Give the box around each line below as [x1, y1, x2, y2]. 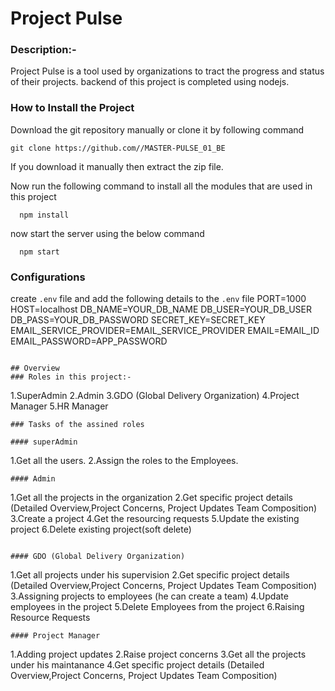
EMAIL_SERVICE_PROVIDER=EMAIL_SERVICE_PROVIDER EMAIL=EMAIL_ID [10, 325, 320, 337]
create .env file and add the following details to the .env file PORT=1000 [10, 293, 307, 305]
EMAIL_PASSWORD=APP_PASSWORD [10, 335, 168, 347]
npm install [19, 210, 70, 220]
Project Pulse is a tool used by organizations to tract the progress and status [10, 65, 325, 77]
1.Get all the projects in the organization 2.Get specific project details [10, 492, 293, 504]
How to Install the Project [10, 101, 135, 115]
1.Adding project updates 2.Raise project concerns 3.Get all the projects [10, 648, 307, 661]
